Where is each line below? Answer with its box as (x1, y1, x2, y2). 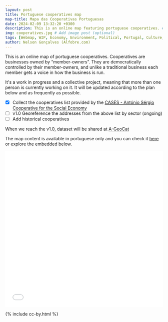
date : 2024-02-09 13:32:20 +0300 (5, 21, 75, 26)
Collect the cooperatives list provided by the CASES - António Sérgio (12, 99, 154, 105)
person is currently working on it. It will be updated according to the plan (5, 84, 155, 90)
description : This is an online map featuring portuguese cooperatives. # (5, 26, 164, 31)
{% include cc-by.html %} (5, 311, 58, 317)
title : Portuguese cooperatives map (5, 12, 81, 17)
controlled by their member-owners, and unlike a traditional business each (5, 64, 158, 70)
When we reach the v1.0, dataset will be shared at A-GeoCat (5, 126, 129, 132)
